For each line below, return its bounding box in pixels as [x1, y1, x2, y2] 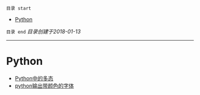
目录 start [6, 5, 32, 11]
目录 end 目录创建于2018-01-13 [6, 28, 81, 35]
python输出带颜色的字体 [14, 82, 74, 89]
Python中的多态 [14, 74, 54, 81]
